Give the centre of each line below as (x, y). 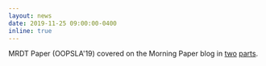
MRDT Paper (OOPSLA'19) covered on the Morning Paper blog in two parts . (133, 54)
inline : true (30, 31)
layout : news (30, 16)
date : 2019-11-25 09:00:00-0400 (62, 23)
